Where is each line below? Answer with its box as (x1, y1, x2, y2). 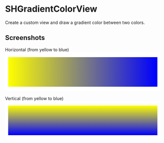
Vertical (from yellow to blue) (5, 96, 64, 102)
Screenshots (5, 34, 45, 42)
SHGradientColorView (5, 3, 97, 15)
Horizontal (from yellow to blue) (5, 46, 69, 52)
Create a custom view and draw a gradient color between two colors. (5, 20, 145, 25)
